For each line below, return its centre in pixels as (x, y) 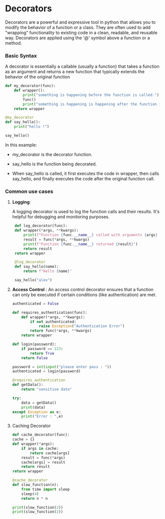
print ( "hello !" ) (32, 127)
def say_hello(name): (37, 267)
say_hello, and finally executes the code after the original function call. (83, 178)
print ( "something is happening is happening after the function (90, 104)
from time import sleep (45, 489)
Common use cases (29, 191)
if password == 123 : (42, 349)
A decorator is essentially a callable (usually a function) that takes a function (82, 66)
